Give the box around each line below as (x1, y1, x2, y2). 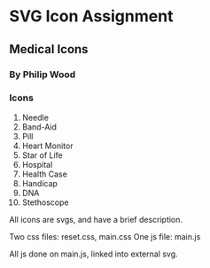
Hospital (21, 159, 53, 169)
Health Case (21, 169, 68, 179)
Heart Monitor (21, 140, 74, 151)
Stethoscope (21, 197, 69, 208)
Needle (21, 112, 49, 122)
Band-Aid (21, 122, 58, 132)
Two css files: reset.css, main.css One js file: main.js (9, 231, 201, 241)
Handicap (21, 177, 58, 188)
